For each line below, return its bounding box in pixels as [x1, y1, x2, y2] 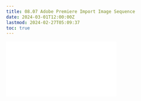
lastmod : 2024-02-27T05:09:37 [6, 19, 80, 25]
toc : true [6, 25, 31, 31]
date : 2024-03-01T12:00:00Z [6, 14, 75, 20]
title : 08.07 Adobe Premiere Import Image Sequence [6, 8, 135, 15]
